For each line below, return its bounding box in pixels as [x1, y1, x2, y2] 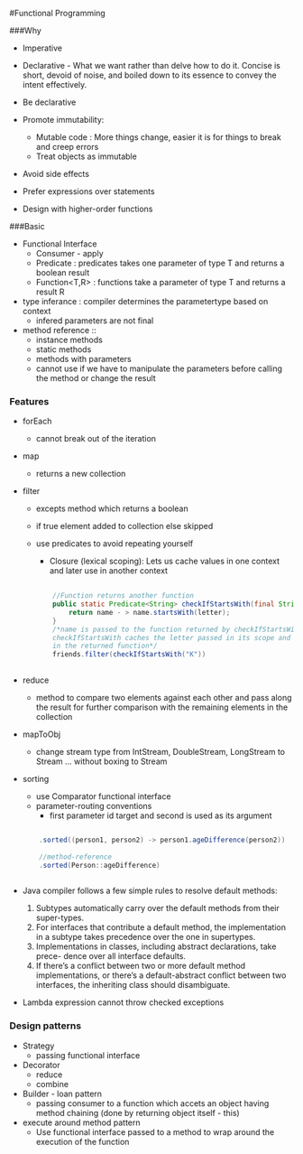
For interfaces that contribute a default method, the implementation [35, 922, 287, 933]
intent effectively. [22, 79, 87, 89]
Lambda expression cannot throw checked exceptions [22, 997, 225, 1008]
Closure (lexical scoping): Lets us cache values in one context [49, 555, 280, 567]
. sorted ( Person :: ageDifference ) [39, 861, 161, 870]
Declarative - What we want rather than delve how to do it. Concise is [22, 60, 281, 70]
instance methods [35, 334, 104, 345]
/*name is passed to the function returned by [52, 625, 231, 634]
